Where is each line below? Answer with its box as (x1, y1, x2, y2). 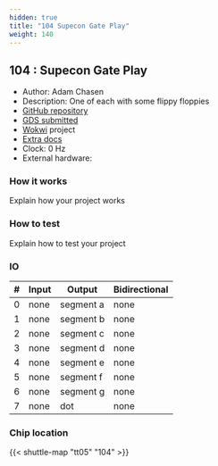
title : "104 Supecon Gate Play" (9, 21, 130, 30)
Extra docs (21, 134, 63, 145)
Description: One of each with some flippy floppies (21, 96, 210, 107)
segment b (59, 313, 105, 326)
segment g (59, 386, 105, 398)
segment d (59, 342, 105, 354)
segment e (59, 356, 105, 369)
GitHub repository (21, 105, 88, 116)
